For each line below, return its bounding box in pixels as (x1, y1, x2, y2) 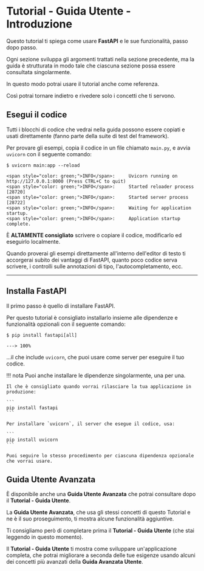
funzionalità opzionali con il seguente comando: (6, 320, 126, 328)
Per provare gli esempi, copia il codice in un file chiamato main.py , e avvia (6, 144, 191, 151)
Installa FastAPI (6, 286, 67, 296)
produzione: (6, 389, 36, 395)
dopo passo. (6, 44, 38, 51)
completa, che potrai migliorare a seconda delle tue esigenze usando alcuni (6, 552, 195, 559)
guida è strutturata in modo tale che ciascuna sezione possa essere (6, 62, 175, 69)
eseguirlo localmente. (6, 238, 61, 245)
